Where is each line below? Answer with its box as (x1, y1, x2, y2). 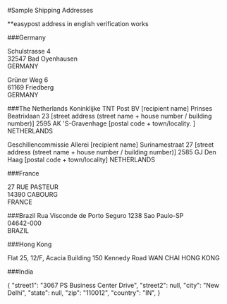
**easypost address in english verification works (7, 20, 149, 28)
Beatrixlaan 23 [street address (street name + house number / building (7, 112, 212, 120)
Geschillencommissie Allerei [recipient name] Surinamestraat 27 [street (7, 140, 214, 149)
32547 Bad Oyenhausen (7, 54, 78, 63)
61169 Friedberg (7, 83, 54, 91)
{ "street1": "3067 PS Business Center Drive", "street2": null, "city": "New (7, 281, 220, 289)
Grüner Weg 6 (7, 75, 49, 84)
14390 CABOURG (7, 190, 59, 198)
